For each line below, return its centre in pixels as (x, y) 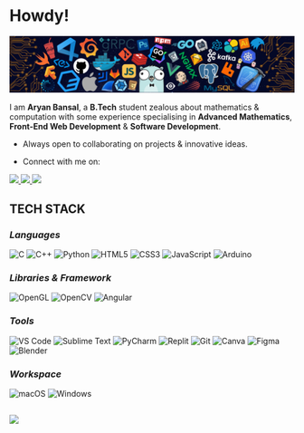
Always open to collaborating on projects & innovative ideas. (135, 144)
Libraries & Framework (61, 277)
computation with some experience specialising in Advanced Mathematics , (151, 117)
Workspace (35, 374)
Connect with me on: (62, 162)
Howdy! (39, 16)
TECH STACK (47, 209)
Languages (35, 235)
